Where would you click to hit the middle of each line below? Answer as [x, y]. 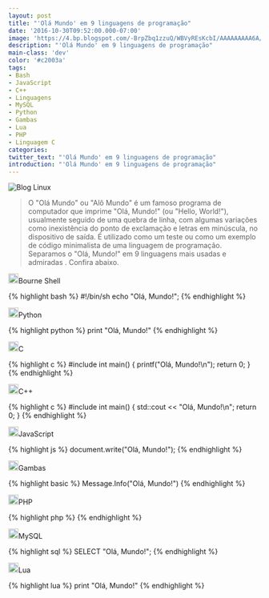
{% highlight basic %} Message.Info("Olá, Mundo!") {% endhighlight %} [127, 484]
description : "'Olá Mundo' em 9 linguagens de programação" [111, 46]
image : [19, 38]
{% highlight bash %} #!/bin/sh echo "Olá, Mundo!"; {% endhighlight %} [127, 296]
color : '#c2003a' [37, 61]
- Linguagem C [32, 142]
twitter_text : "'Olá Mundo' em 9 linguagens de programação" [112, 157]
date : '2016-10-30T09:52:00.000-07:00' [75, 30]
